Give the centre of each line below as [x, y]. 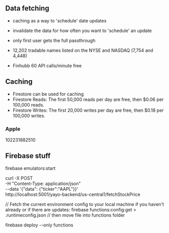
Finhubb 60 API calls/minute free [47, 65]
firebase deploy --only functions [39, 225]
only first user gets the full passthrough [54, 40]
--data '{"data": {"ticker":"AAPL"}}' [42, 189]
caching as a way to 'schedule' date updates [60, 20]
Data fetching [27, 8]
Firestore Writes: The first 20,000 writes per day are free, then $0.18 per [88, 110]
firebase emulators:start [31, 168]
